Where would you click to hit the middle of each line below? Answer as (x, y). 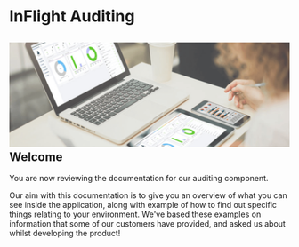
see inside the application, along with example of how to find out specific (143, 205)
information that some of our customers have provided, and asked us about (148, 223)
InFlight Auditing (72, 16)
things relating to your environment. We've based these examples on (135, 214)
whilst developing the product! (65, 233)
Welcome (36, 157)
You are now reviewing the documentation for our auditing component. (139, 178)
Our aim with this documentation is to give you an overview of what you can (148, 195)
